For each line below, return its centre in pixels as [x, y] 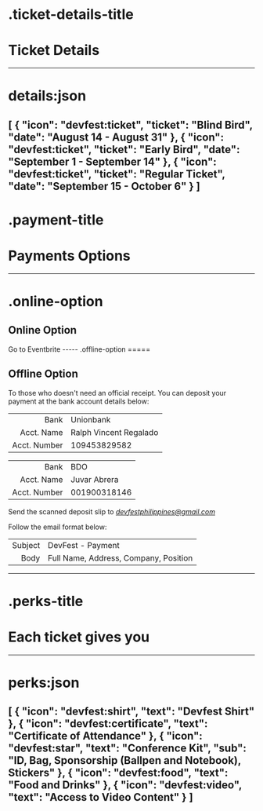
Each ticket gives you [79, 637]
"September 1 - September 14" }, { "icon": [112, 161]
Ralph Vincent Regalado [114, 432]
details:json [47, 96]
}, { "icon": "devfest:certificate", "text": [108, 724]
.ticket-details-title [71, 15]
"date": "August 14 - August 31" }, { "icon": [116, 137]
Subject [26, 545]
